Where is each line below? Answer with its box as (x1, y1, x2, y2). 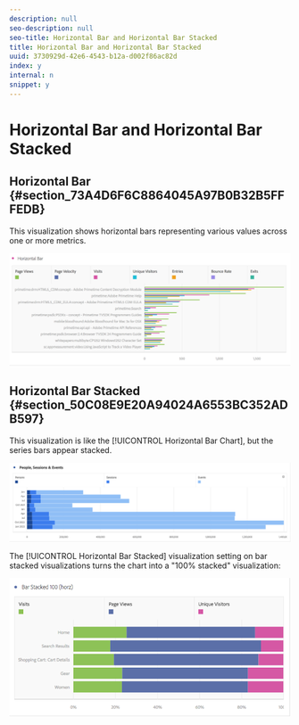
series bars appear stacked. (9, 444, 112, 455)
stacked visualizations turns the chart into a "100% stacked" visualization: (9, 560, 281, 571)
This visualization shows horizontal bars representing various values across (9, 226, 287, 236)
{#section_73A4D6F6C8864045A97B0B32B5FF (9, 188, 286, 203)
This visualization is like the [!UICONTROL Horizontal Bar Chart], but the (9, 435, 274, 446)
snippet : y (9, 80, 50, 89)
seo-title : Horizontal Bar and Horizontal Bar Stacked (9, 33, 218, 42)
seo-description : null (9, 23, 94, 33)
